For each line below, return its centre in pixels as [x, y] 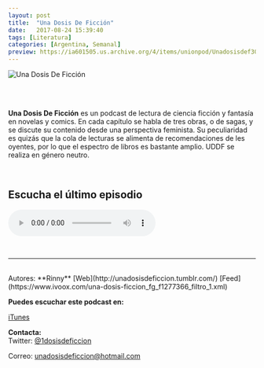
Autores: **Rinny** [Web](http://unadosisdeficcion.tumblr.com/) [113, 278]
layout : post [29, 15]
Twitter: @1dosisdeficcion [50, 340]
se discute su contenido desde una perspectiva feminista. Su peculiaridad [128, 130]
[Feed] [230, 278]
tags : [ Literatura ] [40, 37]
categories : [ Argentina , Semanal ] [65, 45]
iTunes [19, 317]
